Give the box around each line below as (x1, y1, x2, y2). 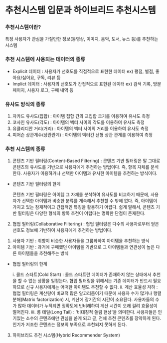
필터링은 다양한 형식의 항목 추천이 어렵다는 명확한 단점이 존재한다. (17, 210, 146, 216)
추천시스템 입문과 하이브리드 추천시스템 (5, 4, 156, 16)
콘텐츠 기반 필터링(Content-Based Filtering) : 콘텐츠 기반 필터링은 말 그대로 (12, 158, 161, 164)
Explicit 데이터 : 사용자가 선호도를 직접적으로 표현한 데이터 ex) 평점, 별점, (12, 68, 155, 74)
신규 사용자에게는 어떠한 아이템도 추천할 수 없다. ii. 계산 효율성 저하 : (25, 284, 158, 290)
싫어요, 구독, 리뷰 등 (22, 74, 61, 80)
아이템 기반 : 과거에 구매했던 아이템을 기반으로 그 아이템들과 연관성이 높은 (12, 244, 155, 250)
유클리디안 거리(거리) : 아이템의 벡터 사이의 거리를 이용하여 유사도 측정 (12, 125, 149, 131)
